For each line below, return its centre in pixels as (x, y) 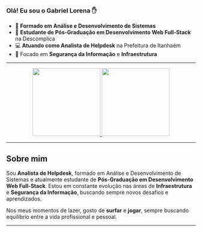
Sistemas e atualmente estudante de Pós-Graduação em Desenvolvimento (100, 180)
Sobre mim (27, 159)
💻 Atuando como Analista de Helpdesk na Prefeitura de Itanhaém (98, 46)
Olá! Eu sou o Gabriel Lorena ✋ (52, 10)
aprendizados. (24, 199)
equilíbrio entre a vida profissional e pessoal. (62, 217)
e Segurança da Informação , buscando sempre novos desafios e (87, 192)
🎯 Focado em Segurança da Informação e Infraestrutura (86, 54)
